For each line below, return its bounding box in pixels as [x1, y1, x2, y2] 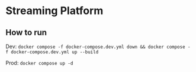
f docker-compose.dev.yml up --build [5, 49, 99, 55]
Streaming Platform [5, 4, 104, 18]
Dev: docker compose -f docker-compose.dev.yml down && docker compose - [5, 43, 191, 50]
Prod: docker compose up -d [5, 60, 73, 66]
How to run [5, 28, 47, 37]
